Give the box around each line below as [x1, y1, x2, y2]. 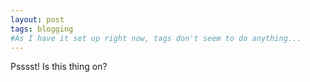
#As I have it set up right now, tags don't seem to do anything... [10, 33, 302, 43]
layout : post [10, 14, 65, 25]
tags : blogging [10, 24, 74, 34]
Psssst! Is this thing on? [10, 61, 108, 73]
